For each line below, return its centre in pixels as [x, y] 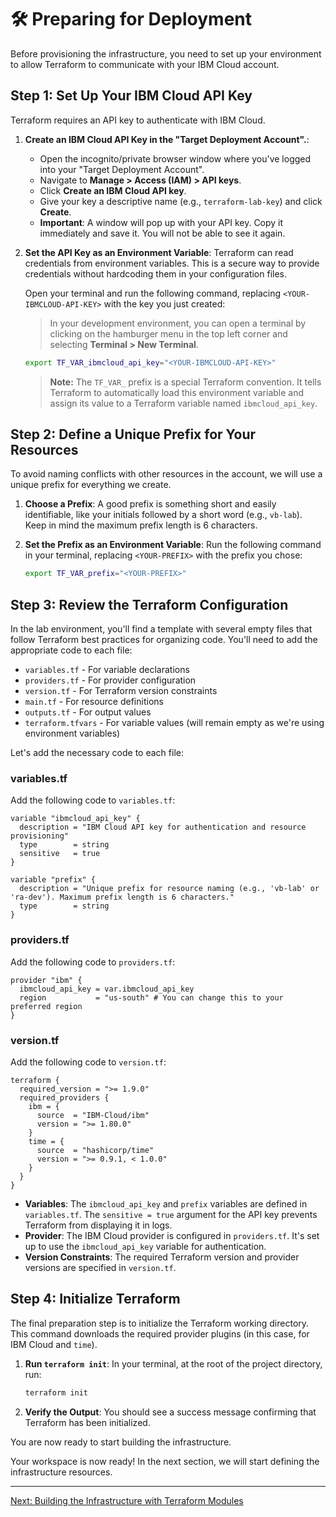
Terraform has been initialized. [87, 1422]
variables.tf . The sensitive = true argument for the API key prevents [171, 1215]
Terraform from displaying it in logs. [98, 1225]
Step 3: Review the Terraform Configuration [149, 604]
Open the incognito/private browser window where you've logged [175, 158]
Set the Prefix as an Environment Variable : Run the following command [173, 545]
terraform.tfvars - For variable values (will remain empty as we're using [174, 723]
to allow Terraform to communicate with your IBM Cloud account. [145, 64]
